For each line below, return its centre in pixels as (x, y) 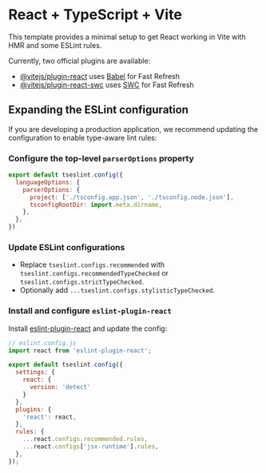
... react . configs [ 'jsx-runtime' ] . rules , (91, 447)
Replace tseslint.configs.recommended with (92, 264)
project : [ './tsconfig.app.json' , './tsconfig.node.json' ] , (131, 197)
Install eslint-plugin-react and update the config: (88, 328)
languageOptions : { (48, 182)
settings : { (36, 372)
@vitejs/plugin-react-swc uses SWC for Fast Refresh (107, 85)
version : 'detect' (60, 388)
